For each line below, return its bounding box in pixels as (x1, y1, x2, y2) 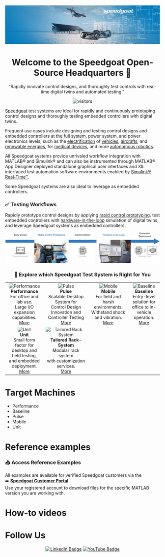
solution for (132, 299, 156, 305)
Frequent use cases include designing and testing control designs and (5, 127, 147, 133)
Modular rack (52, 347, 80, 353)
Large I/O (15, 304, 34, 310)
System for (55, 299, 77, 305)
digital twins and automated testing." (51, 89, 125, 94)
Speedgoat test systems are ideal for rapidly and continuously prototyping (5, 108, 156, 114)
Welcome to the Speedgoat (11, 57, 125, 68)
